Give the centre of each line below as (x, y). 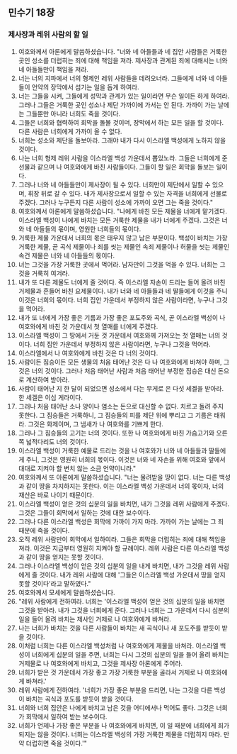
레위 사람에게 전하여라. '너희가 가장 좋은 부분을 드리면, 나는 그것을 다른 (115, 689)
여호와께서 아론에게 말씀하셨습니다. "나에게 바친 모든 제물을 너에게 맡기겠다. (122, 211)
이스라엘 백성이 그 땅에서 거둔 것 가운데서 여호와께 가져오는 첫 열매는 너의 (119, 335)
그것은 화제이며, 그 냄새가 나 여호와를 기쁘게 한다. (96, 423)
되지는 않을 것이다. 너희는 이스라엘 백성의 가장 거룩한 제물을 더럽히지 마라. (120, 734)
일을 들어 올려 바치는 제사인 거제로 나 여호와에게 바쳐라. (95, 619)
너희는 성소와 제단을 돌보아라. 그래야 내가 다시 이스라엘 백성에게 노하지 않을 (122, 140)
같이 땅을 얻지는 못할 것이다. (64, 557)
